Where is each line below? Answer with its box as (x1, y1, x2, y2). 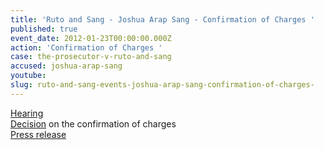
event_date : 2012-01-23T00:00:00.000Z (10, 33, 172, 43)
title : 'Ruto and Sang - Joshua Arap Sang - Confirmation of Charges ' (10, 14, 315, 25)
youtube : (10, 71, 47, 81)
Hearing (10, 107, 44, 119)
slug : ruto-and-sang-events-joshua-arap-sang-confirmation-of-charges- (10, 80, 315, 90)
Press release (10, 128, 67, 140)
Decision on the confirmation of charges (10, 117, 177, 130)
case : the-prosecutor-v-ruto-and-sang (10, 52, 172, 62)
